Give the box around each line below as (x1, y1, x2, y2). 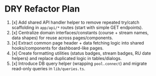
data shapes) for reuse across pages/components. (11, 35, 113, 41)
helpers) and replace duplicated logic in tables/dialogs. (11, 55, 122, 61)
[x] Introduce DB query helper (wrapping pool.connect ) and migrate (11, 61, 147, 66)
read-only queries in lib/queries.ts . (11, 65, 86, 71)
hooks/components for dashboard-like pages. (11, 45, 104, 51)
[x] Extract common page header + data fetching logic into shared (11, 40, 144, 46)
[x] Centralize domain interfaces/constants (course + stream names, (11, 30, 149, 35)
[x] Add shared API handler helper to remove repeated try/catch (11, 19, 139, 25)
